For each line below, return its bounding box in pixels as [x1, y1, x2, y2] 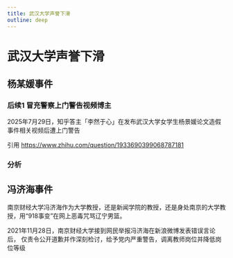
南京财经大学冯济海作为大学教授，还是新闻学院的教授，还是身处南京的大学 [7, 203, 220, 212]
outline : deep [7, 17, 49, 24]
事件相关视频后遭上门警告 [7, 126, 80, 135]
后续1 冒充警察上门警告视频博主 [7, 101, 112, 110]
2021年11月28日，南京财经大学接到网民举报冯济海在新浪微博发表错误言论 [7, 226, 216, 235]
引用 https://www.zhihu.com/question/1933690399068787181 [7, 141, 184, 149]
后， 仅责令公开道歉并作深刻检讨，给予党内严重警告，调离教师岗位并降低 [7, 235, 216, 243]
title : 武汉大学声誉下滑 [7, 10, 71, 17]
